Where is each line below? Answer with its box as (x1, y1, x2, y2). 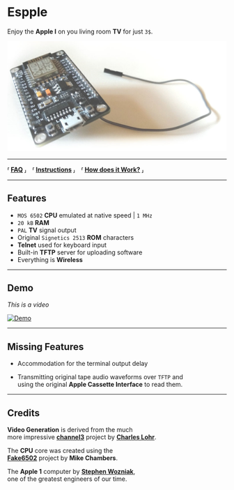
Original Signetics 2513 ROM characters (17, 233, 134, 241)
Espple (7, 4, 48, 20)
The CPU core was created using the (7, 447, 114, 455)
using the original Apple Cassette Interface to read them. (17, 381, 183, 389)
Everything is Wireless (17, 255, 84, 263)
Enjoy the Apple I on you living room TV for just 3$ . (7, 27, 153, 36)
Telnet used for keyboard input (17, 240, 107, 249)
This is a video (7, 300, 49, 309)
